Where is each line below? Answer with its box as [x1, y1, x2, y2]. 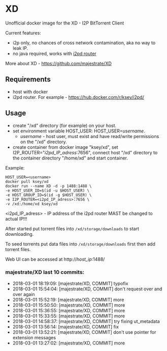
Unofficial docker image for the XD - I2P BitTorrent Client [5, 20, 124, 26]
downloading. [5, 231, 34, 237]
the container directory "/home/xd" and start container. [12, 155, 128, 161]
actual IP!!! [5, 215, 27, 222]
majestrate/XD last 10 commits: [5, 268, 85, 276]
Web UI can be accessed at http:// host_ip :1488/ [5, 256, 105, 262]
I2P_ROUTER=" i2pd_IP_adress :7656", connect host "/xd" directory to [12, 149, 158, 155]
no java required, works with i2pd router [12, 50, 96, 57]
